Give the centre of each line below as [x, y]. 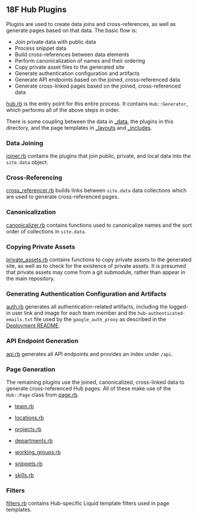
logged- [179, 307]
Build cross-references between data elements [72, 54]
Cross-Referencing [34, 178]
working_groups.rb [38, 452]
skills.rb [24, 475]
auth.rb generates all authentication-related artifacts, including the [87, 307]
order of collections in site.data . [46, 231]
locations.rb [29, 418]
